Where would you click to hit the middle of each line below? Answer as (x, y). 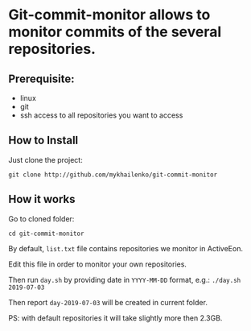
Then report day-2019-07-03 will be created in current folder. (108, 302)
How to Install (43, 141)
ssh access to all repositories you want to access (101, 115)
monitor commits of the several (115, 32)
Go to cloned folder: (41, 218)
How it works (42, 199)
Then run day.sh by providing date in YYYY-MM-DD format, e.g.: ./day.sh (125, 279)
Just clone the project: (45, 159)
